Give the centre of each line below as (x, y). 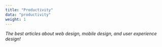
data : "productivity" (28, 15)
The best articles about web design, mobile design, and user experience (81, 34)
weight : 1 (16, 19)
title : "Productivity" (29, 10)
